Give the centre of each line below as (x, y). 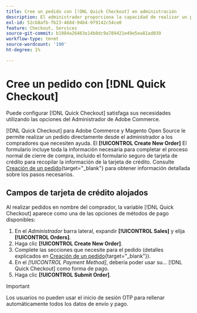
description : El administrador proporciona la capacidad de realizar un (97, 17)
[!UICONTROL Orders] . (43, 237)
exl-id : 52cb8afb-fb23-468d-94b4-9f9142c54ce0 (64, 22)
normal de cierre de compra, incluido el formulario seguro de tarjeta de (92, 155)
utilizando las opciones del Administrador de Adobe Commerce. (83, 119)
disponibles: (21, 219)
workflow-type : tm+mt (33, 39)
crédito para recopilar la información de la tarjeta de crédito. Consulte (90, 162)
